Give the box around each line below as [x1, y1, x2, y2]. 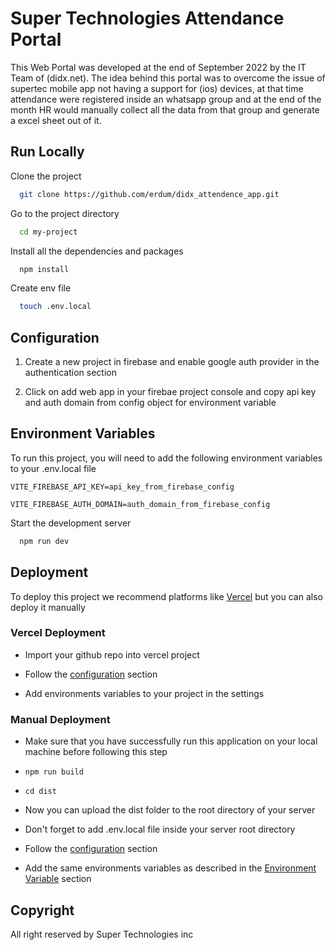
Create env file [10, 282, 72, 294]
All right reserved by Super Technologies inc [10, 928, 194, 940]
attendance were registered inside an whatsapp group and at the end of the [10, 93, 322, 105]
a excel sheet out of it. [10, 114, 102, 126]
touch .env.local [19, 302, 92, 312]
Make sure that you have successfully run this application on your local [24, 735, 318, 747]
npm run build [24, 767, 84, 777]
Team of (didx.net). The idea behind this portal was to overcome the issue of [10, 72, 326, 84]
